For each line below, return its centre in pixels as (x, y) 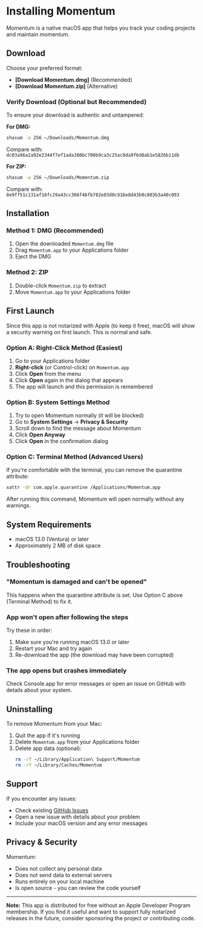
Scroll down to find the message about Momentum (78, 429)
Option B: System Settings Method (58, 402)
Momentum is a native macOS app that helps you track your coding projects (101, 28)
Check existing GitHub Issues (52, 810)
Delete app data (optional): (48, 748)
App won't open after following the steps (67, 617)
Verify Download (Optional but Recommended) (76, 102)
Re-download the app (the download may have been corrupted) (94, 655)
